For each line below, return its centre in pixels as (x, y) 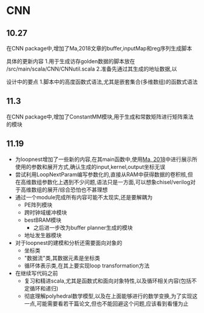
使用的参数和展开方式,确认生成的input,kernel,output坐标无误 (90, 167)
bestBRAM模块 (43, 220)
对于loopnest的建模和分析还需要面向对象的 (69, 242)
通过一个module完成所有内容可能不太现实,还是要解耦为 (84, 197)
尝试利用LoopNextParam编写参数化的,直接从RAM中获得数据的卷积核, (101, 174)
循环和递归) (44, 288)
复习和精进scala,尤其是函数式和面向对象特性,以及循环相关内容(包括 (108, 281)
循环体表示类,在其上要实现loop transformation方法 (87, 266)
